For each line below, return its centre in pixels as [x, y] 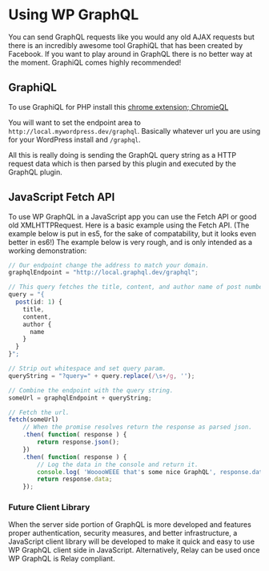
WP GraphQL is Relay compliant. [62, 559]
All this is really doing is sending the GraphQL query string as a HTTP [122, 155]
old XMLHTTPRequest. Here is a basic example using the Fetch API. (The [129, 225]
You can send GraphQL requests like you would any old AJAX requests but [131, 37]
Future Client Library [49, 508]
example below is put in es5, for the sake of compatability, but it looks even [132, 233]
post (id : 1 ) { [39, 302]
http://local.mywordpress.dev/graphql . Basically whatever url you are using [134, 131]
